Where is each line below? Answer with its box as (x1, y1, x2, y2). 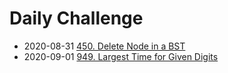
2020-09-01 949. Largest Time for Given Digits (23, 50, 219, 62)
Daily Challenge (9, 7, 144, 30)
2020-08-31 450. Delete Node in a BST (23, 40, 186, 52)
